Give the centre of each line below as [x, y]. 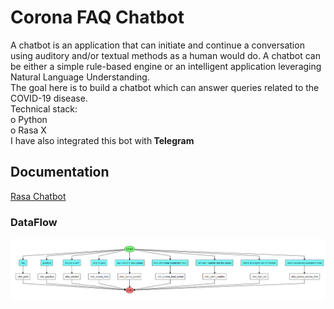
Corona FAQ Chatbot [97, 17]
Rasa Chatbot [38, 196]
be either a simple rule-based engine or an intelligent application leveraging [166, 66]
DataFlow [34, 222]
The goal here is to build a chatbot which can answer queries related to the [165, 87]
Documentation [60, 172]
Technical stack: [44, 108]
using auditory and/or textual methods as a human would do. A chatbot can [165, 55]
